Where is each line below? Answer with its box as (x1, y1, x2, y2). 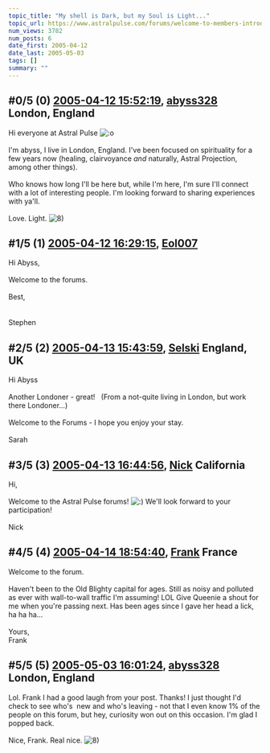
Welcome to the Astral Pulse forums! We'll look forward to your (8, 496, 231, 506)
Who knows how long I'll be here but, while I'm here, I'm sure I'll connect (8, 179, 249, 189)
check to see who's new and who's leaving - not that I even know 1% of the (8, 701, 260, 710)
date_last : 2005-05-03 (8, 49, 84, 57)
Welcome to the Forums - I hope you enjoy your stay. (8, 418, 184, 427)
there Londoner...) (8, 401, 68, 410)
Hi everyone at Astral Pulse (8, 128, 98, 138)
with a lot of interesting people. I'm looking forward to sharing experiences (8, 187, 256, 197)
